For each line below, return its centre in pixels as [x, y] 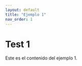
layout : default [22, 10]
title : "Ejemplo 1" [26, 15]
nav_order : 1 [19, 19]
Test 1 [18, 44]
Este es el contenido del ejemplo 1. [41, 58]
